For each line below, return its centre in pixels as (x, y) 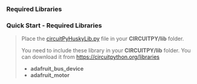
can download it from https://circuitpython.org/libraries (90, 57)
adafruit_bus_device (57, 69)
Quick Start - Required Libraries (54, 25)
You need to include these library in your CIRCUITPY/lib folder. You (106, 51)
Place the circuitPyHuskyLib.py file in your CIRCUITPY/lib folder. (102, 39)
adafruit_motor (50, 75)
